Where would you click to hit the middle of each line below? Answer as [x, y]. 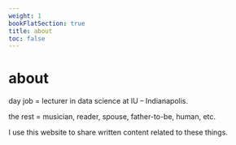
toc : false [27, 38]
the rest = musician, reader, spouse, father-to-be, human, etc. [112, 117]
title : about [31, 31]
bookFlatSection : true [47, 23]
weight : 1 [25, 16]
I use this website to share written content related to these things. [118, 132]
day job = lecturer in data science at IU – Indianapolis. [98, 101]
